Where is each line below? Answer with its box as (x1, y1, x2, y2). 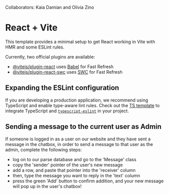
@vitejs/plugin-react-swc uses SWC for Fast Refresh (12, 69, 123, 75)
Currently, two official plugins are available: (5, 54, 95, 60)
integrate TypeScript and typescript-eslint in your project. (5, 108, 129, 114)
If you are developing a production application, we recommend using (5, 97, 148, 103)
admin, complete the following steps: (5, 147, 82, 153)
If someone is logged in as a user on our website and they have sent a (5, 136, 151, 142)
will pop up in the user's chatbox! (12, 183, 82, 189)
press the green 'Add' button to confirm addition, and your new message (12, 178, 164, 184)
